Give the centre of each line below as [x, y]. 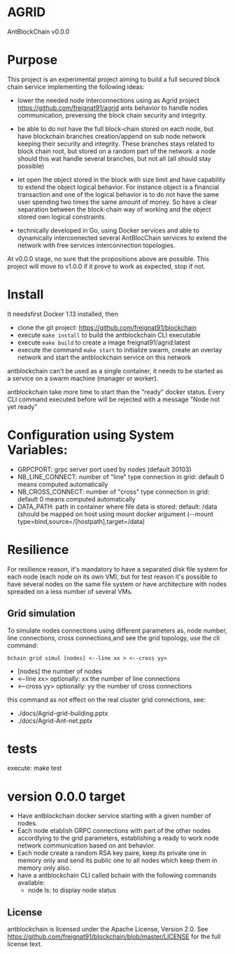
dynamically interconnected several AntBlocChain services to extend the [122, 237]
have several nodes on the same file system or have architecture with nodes [117, 584]
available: [31, 883]
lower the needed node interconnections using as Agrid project [108, 100]
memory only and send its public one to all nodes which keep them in [117, 860]
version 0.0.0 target [66, 796]
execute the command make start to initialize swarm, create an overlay [120, 350]
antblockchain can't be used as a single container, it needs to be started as [115, 371]
